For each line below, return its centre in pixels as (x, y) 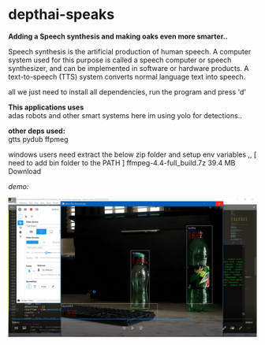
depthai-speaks (62, 15)
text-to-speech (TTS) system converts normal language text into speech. (127, 76)
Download (25, 171)
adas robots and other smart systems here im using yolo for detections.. (125, 115)
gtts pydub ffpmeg (38, 139)
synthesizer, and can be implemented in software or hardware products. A (129, 68)
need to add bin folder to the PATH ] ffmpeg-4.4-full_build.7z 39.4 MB (122, 162)
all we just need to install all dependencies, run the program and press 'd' (127, 91)
